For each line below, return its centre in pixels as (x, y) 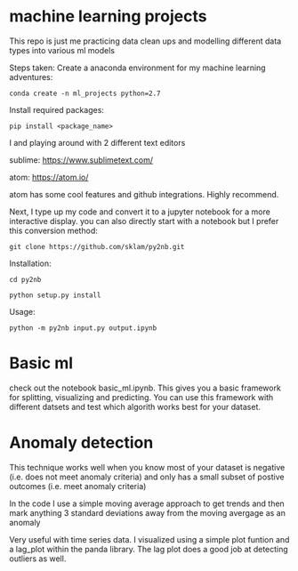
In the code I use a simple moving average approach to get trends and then (147, 503)
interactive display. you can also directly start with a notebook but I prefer (144, 221)
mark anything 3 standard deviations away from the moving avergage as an (148, 512)
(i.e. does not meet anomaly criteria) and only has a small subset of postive (147, 477)
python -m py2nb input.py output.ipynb (83, 328)
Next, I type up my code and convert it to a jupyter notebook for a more (140, 212)
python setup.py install (55, 295)
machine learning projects (108, 16)
